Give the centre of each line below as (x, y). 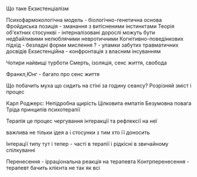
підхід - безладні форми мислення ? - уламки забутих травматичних (92, 45)
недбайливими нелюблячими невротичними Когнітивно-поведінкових (95, 39)
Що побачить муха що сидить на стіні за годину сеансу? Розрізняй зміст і (99, 86)
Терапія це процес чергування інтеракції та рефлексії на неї (82, 121)
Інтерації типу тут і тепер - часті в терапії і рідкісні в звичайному (87, 144)
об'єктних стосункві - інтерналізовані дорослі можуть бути (81, 32)
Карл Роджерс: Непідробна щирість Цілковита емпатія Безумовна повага (99, 103)
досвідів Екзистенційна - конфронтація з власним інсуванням (84, 51)
